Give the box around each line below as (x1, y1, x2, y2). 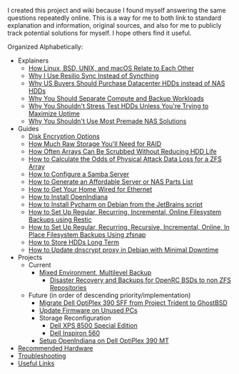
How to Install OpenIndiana (28, 192, 108, 201)
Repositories (49, 284, 87, 291)
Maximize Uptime (28, 110, 80, 118)
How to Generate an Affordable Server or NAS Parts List (28, 177, 193, 186)
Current (28, 261, 51, 269)
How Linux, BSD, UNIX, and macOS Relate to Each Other (28, 64, 195, 72)
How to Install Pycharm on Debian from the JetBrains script (28, 200, 203, 209)
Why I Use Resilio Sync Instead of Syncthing (28, 71, 159, 80)
